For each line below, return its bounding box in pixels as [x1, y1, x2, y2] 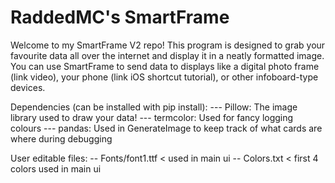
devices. [10, 81, 46, 93]
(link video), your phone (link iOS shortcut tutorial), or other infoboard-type [10, 71, 319, 83]
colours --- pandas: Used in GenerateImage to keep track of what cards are [10, 122, 323, 134]
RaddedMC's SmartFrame [10, 6, 230, 29]
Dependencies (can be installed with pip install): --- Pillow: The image [10, 101, 298, 113]
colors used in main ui [10, 162, 102, 175]
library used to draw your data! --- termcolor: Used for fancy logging [10, 111, 294, 123]
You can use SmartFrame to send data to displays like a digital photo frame [10, 60, 320, 72]
